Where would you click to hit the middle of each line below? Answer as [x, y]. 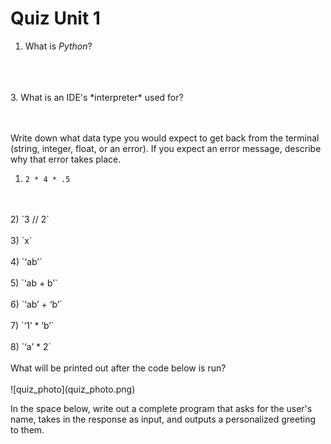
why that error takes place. [66, 159]
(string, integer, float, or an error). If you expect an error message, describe [166, 148]
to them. [27, 429]
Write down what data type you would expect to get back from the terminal [165, 138]
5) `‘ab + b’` [34, 283]
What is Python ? [58, 46]
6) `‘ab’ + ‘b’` [36, 304]
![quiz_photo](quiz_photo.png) [73, 389]
